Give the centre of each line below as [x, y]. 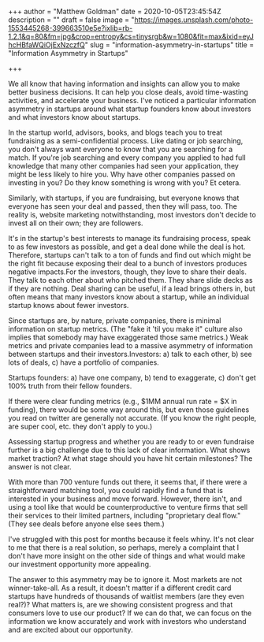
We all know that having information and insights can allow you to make [124, 83]
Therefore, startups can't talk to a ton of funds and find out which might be [130, 255]
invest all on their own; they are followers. [76, 223]
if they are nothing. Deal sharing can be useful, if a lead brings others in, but [132, 288]
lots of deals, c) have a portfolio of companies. [84, 362]
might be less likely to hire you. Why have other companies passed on [122, 174]
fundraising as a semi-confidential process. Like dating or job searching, [126, 141]
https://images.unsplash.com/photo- [194, 20]
